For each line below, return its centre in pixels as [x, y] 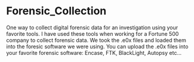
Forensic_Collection [56, 11]
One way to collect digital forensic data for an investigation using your [92, 27]
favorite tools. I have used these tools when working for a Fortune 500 [93, 33]
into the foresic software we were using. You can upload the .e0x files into [97, 46]
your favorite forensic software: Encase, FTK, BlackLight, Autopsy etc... [94, 52]
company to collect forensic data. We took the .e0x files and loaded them [96, 40]
